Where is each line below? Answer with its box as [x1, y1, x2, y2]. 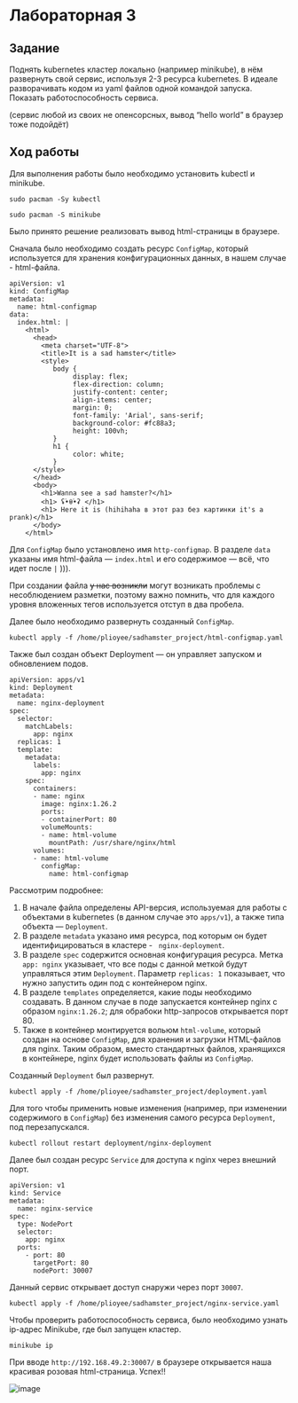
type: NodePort [17, 1219, 74, 1228]
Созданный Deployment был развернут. [9, 1070, 155, 1080]
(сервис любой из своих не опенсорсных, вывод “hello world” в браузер [9, 110, 284, 120]
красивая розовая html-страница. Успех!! [9, 1366, 167, 1376]
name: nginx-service [17, 1203, 93, 1213]
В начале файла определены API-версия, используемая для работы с [21, 902, 287, 913]
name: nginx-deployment [17, 698, 105, 708]
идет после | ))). [9, 562, 71, 573]
